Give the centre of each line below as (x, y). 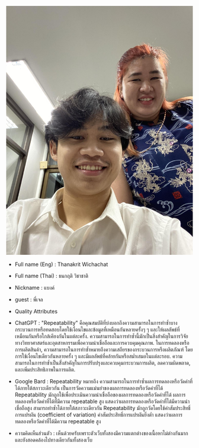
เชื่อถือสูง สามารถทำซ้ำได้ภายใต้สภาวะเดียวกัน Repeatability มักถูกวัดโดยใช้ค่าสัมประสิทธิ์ (102, 408)
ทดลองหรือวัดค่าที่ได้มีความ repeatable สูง (58, 421)
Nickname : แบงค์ (35, 288)
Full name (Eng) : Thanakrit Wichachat (61, 264)
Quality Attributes (36, 311)
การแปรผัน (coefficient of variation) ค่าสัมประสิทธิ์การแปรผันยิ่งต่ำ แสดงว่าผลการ (98, 415)
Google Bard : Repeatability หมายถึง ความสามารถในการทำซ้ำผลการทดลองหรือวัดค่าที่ (104, 381)
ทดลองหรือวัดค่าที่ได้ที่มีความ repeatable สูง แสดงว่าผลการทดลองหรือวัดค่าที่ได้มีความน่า (102, 401)
